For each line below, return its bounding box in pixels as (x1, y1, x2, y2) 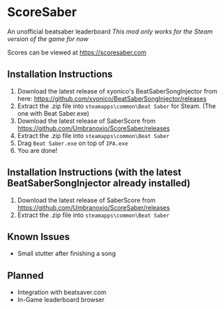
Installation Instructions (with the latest (7, 167, 182, 179)
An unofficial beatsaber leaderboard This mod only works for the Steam (7, 27, 214, 36)
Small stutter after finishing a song (17, 249, 116, 258)
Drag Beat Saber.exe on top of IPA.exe (17, 139, 129, 147)
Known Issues (7, 231, 70, 243)
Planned (7, 269, 44, 281)
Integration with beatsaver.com (17, 288, 106, 296)
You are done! (17, 146, 58, 154)
